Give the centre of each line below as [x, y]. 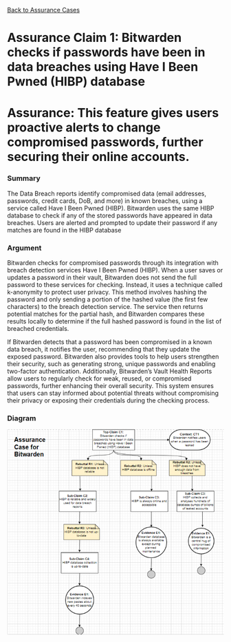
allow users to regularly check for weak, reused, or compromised [99, 378]
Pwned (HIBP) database [76, 82]
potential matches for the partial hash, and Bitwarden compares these [106, 314]
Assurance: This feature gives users [113, 113]
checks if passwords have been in [106, 53]
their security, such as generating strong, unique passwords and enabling [111, 363]
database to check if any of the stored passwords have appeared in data [110, 215]
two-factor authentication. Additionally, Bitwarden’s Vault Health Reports [110, 371]
